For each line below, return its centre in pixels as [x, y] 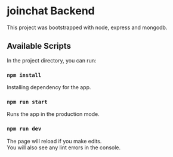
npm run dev [24, 129]
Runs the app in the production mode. [53, 114]
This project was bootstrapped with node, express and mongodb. [87, 27]
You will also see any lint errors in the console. [64, 147]
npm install [24, 75]
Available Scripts [39, 46]
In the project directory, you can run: [52, 60]
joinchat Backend [51, 11]
